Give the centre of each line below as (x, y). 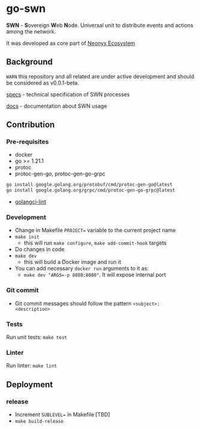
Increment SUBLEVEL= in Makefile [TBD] (62, 415)
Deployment (30, 384)
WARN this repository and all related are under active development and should (100, 76)
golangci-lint (31, 202)
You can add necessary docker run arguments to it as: (82, 269)
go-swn (26, 9)
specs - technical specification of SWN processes (68, 94)
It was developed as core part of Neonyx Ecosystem (71, 43)
